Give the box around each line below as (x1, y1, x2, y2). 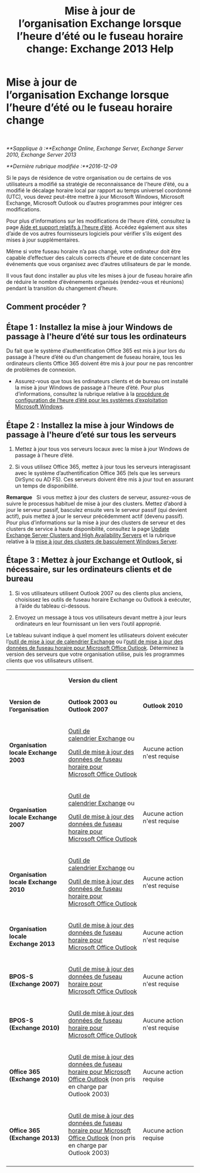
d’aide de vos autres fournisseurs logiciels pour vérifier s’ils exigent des (6, 230, 182, 237)
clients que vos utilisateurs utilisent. (6, 656, 94, 664)
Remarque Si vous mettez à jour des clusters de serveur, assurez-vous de (6, 493, 192, 501)
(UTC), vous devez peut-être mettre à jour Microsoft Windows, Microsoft (6, 193, 185, 200)
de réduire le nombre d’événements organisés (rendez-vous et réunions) (6, 278, 185, 285)
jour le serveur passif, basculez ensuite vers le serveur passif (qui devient (6, 506, 187, 513)
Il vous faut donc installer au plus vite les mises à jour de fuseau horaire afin (6, 272, 193, 279)
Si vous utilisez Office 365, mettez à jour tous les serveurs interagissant (14, 463, 190, 470)
